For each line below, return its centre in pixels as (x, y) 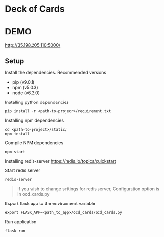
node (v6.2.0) (26, 93)
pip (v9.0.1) (23, 82)
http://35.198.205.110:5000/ (33, 45)
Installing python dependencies (37, 102)
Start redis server (23, 170)
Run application (21, 221)
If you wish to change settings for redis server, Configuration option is (88, 189)
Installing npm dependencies (34, 120)
